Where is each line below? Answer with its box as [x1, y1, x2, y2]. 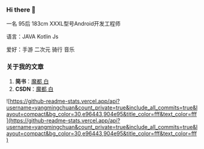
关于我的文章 [6, 63, 44, 71]
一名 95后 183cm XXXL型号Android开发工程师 [6, 20, 121, 27]
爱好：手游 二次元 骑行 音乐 [6, 46, 75, 54]
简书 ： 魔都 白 [15, 77, 49, 85]
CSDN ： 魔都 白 [15, 85, 54, 92]
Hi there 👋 [6, 5, 36, 14]
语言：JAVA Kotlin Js [6, 33, 59, 40]
